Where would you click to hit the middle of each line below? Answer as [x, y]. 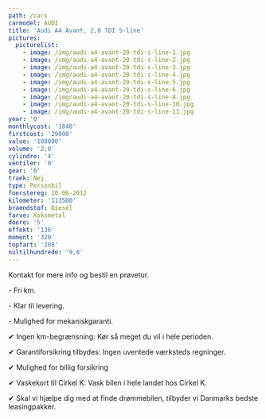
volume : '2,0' [32, 149]
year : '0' [25, 119]
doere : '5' [26, 223]
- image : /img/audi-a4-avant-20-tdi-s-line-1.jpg [107, 52]
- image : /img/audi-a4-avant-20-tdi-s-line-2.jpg [107, 60]
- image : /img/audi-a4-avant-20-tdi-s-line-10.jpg [108, 104]
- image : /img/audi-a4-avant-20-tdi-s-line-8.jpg [107, 97]
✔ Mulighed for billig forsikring [59, 367]
